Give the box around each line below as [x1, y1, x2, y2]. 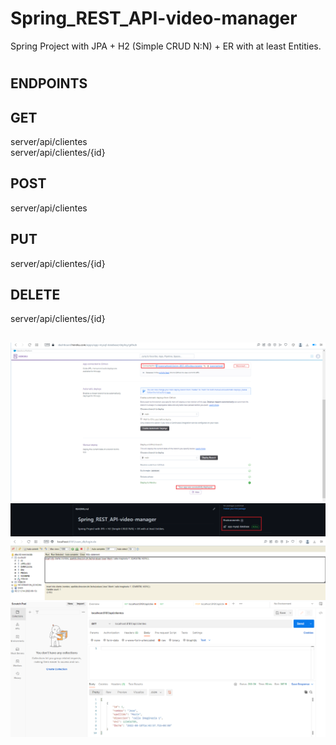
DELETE [10, 286, 61, 303]
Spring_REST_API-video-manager [10, 7, 298, 30]
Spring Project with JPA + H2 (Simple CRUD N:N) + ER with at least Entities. [10, 40, 322, 52]
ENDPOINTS [10, 75, 88, 92]
